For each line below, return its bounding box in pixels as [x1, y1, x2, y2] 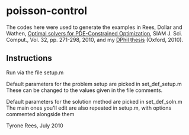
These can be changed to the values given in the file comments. [6, 87, 163, 94]
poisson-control [6, 4, 88, 18]
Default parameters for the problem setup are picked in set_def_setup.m [6, 80, 182, 87]
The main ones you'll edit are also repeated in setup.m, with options [6, 104, 172, 111]
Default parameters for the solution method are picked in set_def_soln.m [6, 98, 182, 105]
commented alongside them [6, 110, 75, 117]
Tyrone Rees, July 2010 [6, 122, 63, 129]
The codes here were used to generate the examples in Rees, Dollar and [6, 24, 182, 31]
